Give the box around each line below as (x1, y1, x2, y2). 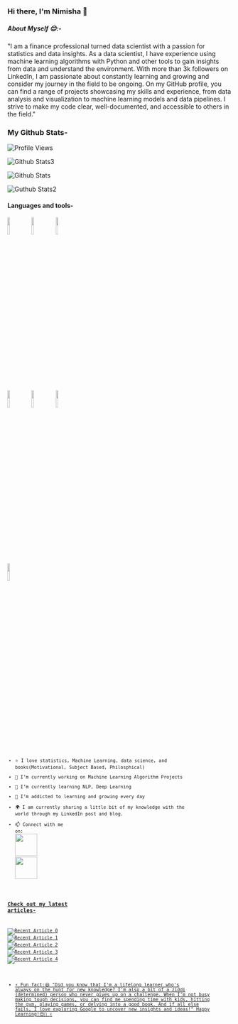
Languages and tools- (7, 201, 74, 209)
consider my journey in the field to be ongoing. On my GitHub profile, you (7, 80, 222, 88)
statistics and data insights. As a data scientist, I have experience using (7, 49, 216, 58)
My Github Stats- (7, 127, 68, 137)
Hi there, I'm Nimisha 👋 (7, 6, 87, 16)
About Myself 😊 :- (7, 24, 62, 33)
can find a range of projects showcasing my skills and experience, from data (7, 87, 232, 95)
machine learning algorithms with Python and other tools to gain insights (7, 57, 220, 65)
